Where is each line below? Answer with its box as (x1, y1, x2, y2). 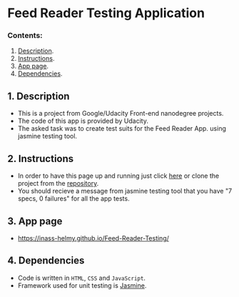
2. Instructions (7, 152, 74, 165)
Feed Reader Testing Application (7, 5, 205, 21)
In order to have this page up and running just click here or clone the (17, 171, 220, 180)
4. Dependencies (7, 255, 85, 267)
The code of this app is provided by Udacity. (17, 116, 148, 126)
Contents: (7, 31, 43, 41)
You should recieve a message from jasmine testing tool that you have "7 (17, 187, 233, 196)
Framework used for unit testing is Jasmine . (17, 281, 147, 290)
